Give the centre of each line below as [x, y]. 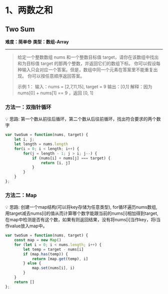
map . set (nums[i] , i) [53, 268]
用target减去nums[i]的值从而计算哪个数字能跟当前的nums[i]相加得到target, [82, 213]
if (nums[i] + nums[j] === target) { [71, 158]
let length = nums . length [41, 144]
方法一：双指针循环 [28, 107]
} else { [32, 263]
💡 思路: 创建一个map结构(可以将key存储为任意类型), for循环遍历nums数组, [81, 207]
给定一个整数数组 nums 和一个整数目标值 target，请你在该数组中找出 [88, 57]
